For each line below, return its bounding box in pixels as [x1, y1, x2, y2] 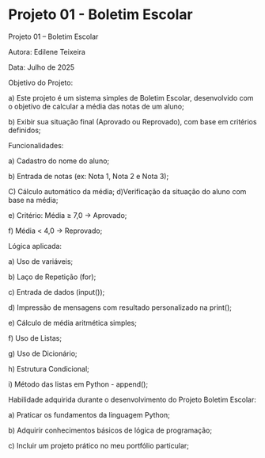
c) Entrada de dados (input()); [8, 287, 105, 296]
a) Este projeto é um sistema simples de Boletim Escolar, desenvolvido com [8, 93, 254, 102]
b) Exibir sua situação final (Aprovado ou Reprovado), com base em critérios [8, 116, 257, 126]
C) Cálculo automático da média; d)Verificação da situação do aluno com [8, 186, 247, 196]
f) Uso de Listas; [8, 333, 62, 342]
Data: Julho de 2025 [8, 62, 75, 72]
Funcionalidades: [8, 140, 64, 150]
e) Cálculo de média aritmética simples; [8, 318, 137, 327]
